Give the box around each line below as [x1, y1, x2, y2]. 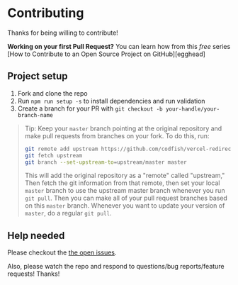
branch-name [17, 111, 53, 118]
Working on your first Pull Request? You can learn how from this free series [7, 42, 231, 50]
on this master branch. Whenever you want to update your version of [24, 201, 225, 210]
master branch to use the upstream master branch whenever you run [24, 186, 225, 195]
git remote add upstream [24, 145, 98, 152]
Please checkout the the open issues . [7, 248, 117, 257]
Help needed [7, 229, 65, 242]
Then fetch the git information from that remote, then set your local [24, 179, 220, 187]
